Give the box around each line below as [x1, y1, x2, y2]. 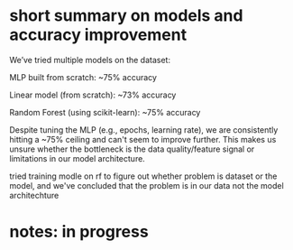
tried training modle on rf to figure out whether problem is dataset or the [9, 171, 278, 181]
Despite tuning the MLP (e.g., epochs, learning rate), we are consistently [9, 124, 279, 135]
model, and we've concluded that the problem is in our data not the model [9, 180, 284, 190]
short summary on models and [9, 5, 243, 26]
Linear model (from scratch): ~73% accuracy [9, 89, 177, 100]
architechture [9, 190, 60, 200]
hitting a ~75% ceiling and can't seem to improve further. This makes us [9, 134, 277, 144]
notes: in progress [9, 222, 149, 242]
